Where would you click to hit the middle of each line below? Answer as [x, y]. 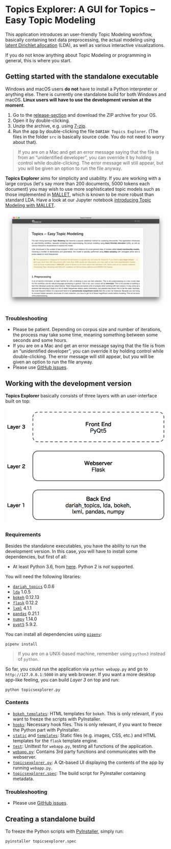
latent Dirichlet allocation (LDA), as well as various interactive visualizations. [85, 45]
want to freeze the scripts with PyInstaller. [57, 719]
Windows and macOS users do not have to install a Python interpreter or [81, 89]
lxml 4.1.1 [22, 608]
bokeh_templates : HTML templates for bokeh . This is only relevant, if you [88, 713]
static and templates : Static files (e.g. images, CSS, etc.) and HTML [84, 735]
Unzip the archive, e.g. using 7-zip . [50, 126]
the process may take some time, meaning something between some [85, 335]
